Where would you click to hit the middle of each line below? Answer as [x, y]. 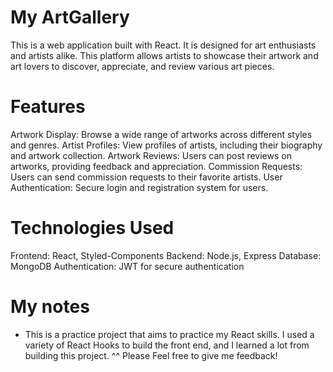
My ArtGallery [70, 17]
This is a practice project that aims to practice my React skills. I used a [169, 334]
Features [48, 107]
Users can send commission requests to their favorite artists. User [146, 177]
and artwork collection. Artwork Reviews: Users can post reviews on [151, 155]
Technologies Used [92, 228]
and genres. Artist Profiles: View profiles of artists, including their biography [166, 145]
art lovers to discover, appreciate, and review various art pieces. [142, 66]
